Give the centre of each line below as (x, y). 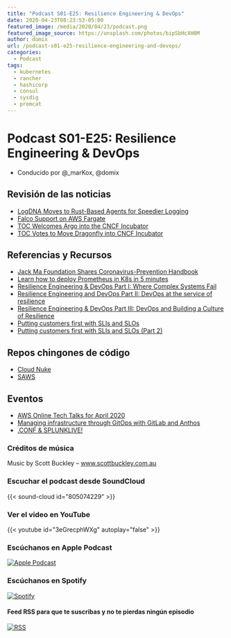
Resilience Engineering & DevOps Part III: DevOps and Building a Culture (120, 309)
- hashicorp (31, 85)
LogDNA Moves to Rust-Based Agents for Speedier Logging (103, 211)
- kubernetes (32, 72)
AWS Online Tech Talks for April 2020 (71, 416)
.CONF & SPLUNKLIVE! (50, 430)
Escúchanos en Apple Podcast (60, 548)
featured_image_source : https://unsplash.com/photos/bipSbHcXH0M (103, 33)
